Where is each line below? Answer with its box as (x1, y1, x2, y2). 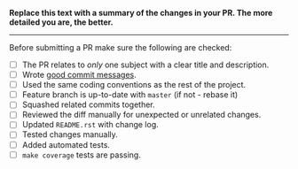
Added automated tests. (21, 139, 111, 150)
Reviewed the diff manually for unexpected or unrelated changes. (21, 110, 262, 120)
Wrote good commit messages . (21, 70, 137, 81)
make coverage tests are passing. (21, 150, 142, 160)
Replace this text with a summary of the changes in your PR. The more (9, 8, 273, 18)
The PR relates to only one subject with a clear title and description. (21, 59, 270, 70)
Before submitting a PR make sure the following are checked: (9, 42, 232, 52)
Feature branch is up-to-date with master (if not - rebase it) (21, 89, 239, 100)
